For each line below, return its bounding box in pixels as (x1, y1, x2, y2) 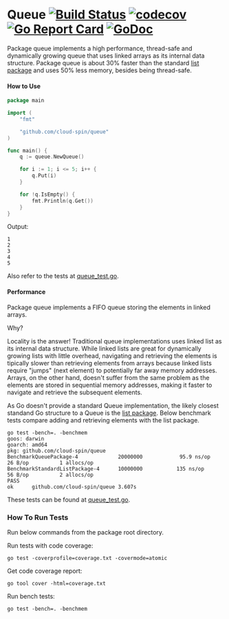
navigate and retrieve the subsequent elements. (7, 388, 142, 396)
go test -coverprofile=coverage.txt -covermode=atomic (7, 554, 168, 561)
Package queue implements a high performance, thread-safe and (7, 44, 193, 52)
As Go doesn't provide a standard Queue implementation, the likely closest (7, 401, 219, 409)
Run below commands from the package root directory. (7, 528, 164, 536)
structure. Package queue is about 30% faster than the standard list (7, 58, 199, 67)
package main (7, 97, 45, 104)
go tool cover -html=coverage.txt (7, 580, 107, 587)
